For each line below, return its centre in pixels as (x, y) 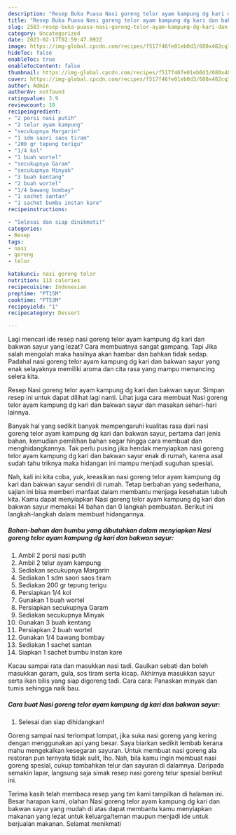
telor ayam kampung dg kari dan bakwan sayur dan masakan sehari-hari (112, 405)
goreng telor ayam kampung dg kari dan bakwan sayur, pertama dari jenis (114, 434)
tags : (16, 242)
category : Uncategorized (44, 33)
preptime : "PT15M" (35, 293)
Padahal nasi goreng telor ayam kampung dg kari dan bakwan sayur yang (114, 361)
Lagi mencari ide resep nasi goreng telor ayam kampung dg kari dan (106, 339)
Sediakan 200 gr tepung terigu (62, 585)
